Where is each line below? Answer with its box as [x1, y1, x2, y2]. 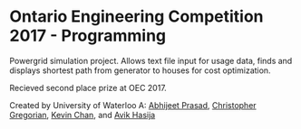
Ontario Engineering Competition [9, 6, 264, 27]
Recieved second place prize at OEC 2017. [9, 82, 168, 93]
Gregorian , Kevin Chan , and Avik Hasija [9, 109, 156, 120]
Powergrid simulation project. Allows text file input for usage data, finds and [9, 55, 293, 66]
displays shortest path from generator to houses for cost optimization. [9, 65, 271, 76]
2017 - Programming [9, 25, 167, 46]
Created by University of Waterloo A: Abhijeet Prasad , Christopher [9, 99, 257, 110]
